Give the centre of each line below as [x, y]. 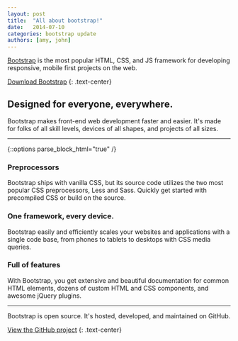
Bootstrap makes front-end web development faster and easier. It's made [114, 121]
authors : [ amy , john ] [39, 40]
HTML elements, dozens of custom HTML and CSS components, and [108, 288]
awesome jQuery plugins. [45, 296]
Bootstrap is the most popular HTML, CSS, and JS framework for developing [119, 60]
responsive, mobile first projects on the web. [73, 68]
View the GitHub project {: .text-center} [65, 330]
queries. [19, 247]
